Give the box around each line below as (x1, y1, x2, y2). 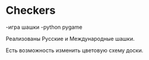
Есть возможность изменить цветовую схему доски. (5, 46, 144, 54)
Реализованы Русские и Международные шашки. (5, 35, 135, 42)
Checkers (5, 4, 56, 17)
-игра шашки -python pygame (5, 23, 83, 31)
